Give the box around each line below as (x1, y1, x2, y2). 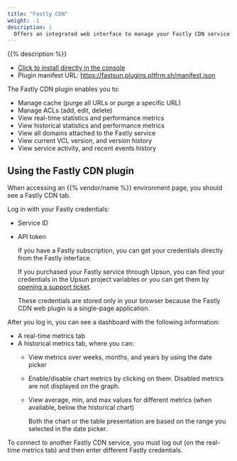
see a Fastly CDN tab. (7, 191, 71, 200)
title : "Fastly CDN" (7, 10, 69, 18)
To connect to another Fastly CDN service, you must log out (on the (7, 438, 205, 447)
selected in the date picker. (28, 425, 108, 433)
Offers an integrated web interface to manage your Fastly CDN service (13, 30, 231, 38)
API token (17, 233, 46, 241)
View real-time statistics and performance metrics (17, 114, 165, 122)
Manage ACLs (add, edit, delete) (17, 106, 113, 115)
